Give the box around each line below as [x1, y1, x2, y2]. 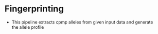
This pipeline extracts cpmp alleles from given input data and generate [11, 19, 154, 25]
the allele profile [11, 24, 44, 30]
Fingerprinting [4, 3, 64, 14]
